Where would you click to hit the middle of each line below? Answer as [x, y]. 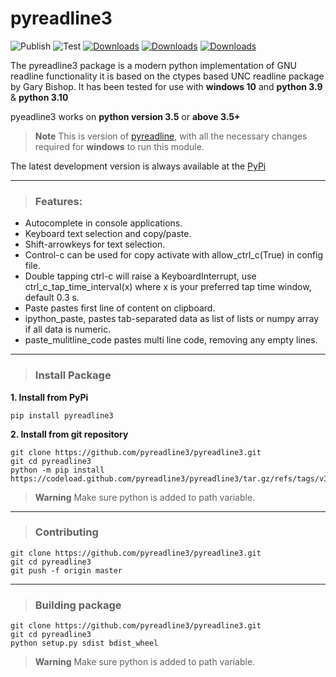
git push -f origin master [66, 570]
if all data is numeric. [68, 329]
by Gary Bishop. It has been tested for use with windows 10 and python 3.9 [166, 86]
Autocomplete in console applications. [103, 223]
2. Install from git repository [69, 434]
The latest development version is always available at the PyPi [138, 166]
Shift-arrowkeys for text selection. [95, 244]
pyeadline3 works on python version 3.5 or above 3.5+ [125, 116]
